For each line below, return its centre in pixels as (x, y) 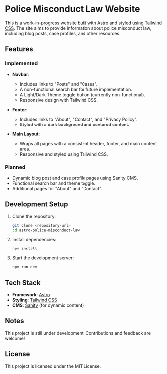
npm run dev (25, 267)
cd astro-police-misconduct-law (46, 230)
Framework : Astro (31, 295)
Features (19, 49)
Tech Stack (23, 283)
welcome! (15, 338)
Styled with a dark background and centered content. (74, 124)
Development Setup (37, 204)
